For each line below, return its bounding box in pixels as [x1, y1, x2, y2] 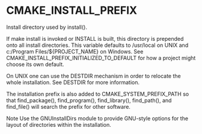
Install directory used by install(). [6, 23, 87, 31]
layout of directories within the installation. [6, 121, 111, 128]
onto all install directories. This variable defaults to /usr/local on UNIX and [6, 41, 189, 49]
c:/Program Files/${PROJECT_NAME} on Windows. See [6, 47, 144, 55]
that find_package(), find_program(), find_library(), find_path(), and [6, 97, 172, 104]
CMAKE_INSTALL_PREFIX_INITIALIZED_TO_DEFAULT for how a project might [6, 54, 196, 61]
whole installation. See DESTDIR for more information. [6, 79, 140, 86]
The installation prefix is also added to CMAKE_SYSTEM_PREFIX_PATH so [6, 90, 189, 97]
